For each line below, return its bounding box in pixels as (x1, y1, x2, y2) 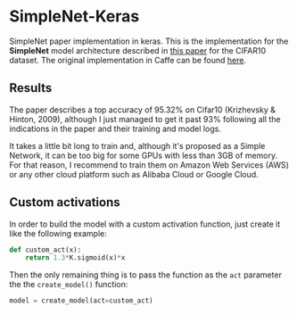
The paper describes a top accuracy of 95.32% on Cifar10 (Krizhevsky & (9, 104, 276, 115)
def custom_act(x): (9, 245, 82, 254)
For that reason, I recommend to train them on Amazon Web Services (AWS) (9, 159, 290, 170)
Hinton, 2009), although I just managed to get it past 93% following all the (9, 113, 281, 124)
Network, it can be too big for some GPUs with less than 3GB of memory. (9, 150, 278, 161)
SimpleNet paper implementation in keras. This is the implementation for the (9, 36, 289, 46)
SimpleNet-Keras (9, 6, 140, 27)
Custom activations (9, 194, 120, 211)
